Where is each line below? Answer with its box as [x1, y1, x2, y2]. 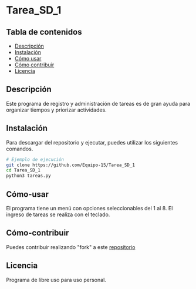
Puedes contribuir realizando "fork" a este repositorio [6, 243, 136, 250]
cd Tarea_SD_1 [6, 167, 41, 173]
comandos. [6, 145, 33, 152]
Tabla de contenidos [6, 27, 82, 37]
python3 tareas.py [6, 173, 51, 179]
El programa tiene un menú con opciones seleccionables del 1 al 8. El [6, 204, 173, 211]
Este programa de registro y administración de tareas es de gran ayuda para [6, 100, 191, 107]
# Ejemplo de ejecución [6, 156, 65, 162]
